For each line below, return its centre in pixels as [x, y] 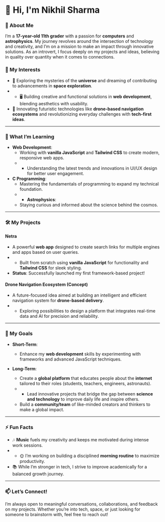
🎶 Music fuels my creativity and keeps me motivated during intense [80, 440]
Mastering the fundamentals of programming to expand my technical [89, 184]
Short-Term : [25, 344]
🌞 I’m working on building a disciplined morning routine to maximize [89, 456]
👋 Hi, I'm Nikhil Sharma [53, 10]
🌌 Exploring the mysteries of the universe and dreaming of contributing [84, 80]
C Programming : [29, 179]
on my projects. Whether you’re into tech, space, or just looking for [73, 509]
